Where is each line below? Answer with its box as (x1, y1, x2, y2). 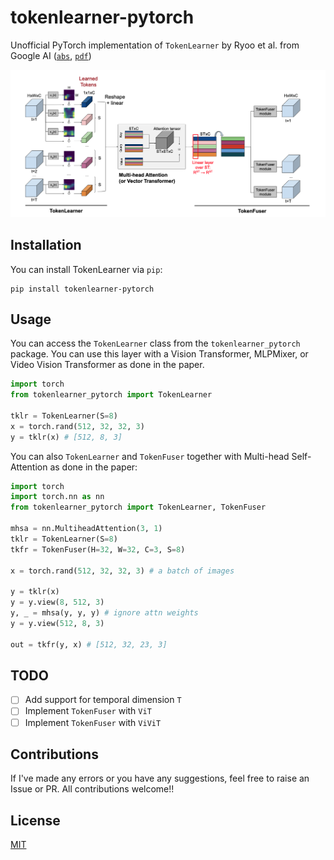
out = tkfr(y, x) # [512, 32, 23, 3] (10, 639, 168, 650)
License (10, 812, 61, 829)
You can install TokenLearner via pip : (10, 263, 163, 275)
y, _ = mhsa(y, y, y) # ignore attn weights (10, 608, 199, 618)
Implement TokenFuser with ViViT (24, 716, 162, 728)
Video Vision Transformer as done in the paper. (10, 359, 205, 371)
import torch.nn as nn (10, 492, 105, 502)
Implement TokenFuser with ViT (24, 705, 152, 717)
